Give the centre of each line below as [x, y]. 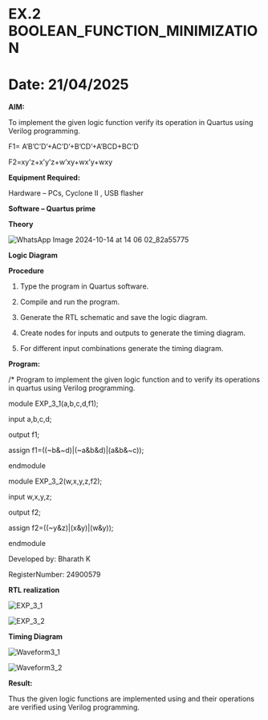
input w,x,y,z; [30, 497]
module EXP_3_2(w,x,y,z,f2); [55, 481]
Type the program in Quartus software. [84, 286]
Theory [21, 224]
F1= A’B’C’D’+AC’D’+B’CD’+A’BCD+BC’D [73, 147]
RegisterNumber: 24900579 [55, 575]
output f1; [24, 435]
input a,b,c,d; [30, 419]
